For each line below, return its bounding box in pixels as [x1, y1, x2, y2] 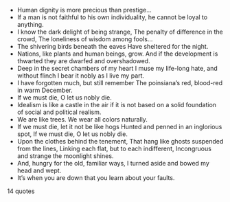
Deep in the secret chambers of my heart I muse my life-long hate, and [16, 65, 218, 72]
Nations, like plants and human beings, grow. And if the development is [16, 49, 218, 58]
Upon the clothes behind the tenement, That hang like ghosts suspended [16, 137, 224, 145]
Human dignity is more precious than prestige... [16, 6, 152, 14]
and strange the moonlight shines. [16, 152, 114, 160]
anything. [16, 21, 44, 28]
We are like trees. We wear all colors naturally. [16, 115, 148, 123]
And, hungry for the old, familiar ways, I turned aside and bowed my [16, 159, 209, 167]
